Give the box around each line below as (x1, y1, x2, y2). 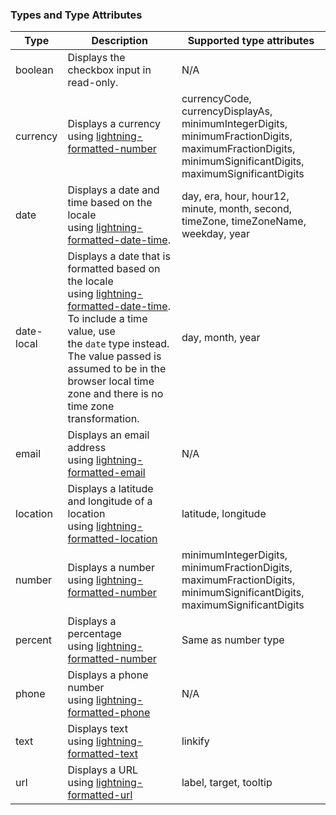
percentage (67, 627, 122, 641)
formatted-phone (67, 706, 151, 720)
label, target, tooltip (181, 776, 273, 790)
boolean (15, 63, 54, 77)
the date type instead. (67, 337, 170, 351)
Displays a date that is (67, 249, 171, 263)
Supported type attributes (187, 34, 315, 48)
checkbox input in (67, 63, 152, 77)
